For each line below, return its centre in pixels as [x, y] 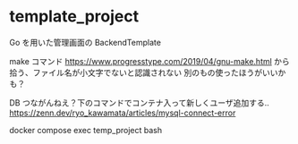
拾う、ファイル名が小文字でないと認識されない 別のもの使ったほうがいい [144, 72]
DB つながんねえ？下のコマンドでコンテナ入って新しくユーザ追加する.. [140, 102]
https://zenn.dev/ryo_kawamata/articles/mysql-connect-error [123, 113]
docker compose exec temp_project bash [86, 130]
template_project [74, 17]
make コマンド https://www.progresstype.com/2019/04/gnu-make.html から [150, 61]
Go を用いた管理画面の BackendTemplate [85, 42]
